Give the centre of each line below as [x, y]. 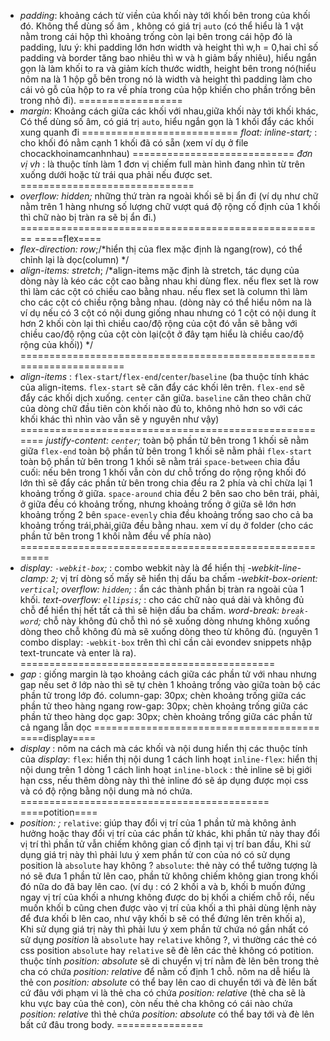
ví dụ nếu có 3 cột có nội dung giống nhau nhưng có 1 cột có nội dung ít [168, 313]
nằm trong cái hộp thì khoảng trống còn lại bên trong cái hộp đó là [156, 36]
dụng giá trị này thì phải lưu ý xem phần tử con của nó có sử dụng [155, 854]
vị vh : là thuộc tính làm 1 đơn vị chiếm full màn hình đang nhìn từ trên [162, 164]
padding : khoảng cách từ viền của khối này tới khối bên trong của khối [165, 15]
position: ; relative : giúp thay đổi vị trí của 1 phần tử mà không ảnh [158, 823]
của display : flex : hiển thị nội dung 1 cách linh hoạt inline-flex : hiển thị [168, 759]
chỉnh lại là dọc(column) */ [74, 259]
